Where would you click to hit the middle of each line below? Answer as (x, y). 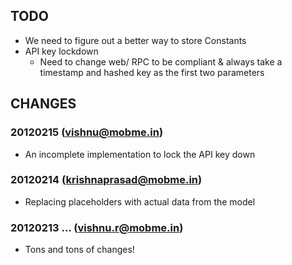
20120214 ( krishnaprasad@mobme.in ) (106, 180)
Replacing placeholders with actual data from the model (140, 201)
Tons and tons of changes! (79, 250)
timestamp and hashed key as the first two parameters (152, 72)
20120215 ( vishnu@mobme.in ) (87, 132)
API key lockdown (61, 51)
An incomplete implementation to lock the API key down (140, 154)
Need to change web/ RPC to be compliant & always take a (161, 61)
